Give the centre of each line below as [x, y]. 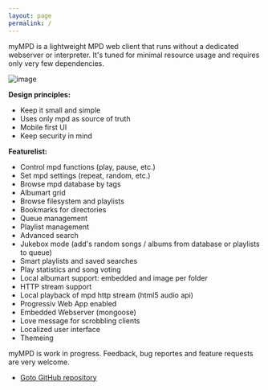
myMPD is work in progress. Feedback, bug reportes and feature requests [131, 353]
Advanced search [49, 235]
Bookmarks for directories [63, 209]
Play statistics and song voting [71, 269]
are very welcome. [39, 362]
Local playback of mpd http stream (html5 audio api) [107, 295]
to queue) [36, 252]
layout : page [30, 16]
